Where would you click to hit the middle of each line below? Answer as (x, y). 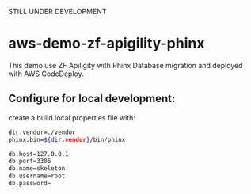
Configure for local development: (92, 99)
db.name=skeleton (37, 169)
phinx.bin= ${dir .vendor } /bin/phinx (67, 139)
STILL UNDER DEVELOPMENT (57, 11)
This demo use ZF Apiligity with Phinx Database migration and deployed (125, 65)
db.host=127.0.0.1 (38, 154)
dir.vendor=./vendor (42, 132)
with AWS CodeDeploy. (46, 74)
